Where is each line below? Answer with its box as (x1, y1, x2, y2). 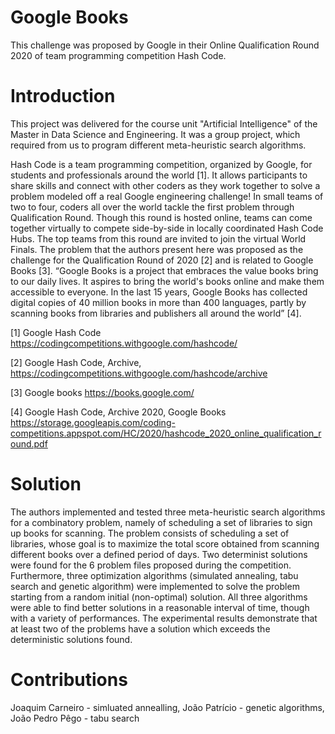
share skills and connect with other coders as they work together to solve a (10, 179, 321, 191)
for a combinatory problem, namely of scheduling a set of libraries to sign (10, 516, 313, 528)
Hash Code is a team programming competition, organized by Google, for (10, 158, 313, 170)
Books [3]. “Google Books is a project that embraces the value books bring (10, 264, 319, 276)
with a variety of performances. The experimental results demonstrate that (10, 612, 318, 624)
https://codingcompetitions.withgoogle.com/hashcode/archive (10, 367, 268, 379)
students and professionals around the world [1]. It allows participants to (10, 169, 308, 181)
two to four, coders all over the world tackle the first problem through (10, 201, 295, 213)
